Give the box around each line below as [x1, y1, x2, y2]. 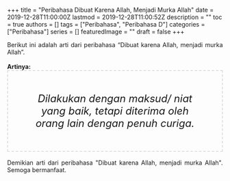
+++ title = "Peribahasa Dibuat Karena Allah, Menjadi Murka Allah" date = [7, 6, 214, 14]
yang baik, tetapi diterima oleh [40, 105, 190, 117]
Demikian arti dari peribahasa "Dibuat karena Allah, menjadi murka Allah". [7, 158, 223, 167]
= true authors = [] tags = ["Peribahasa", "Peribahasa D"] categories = [7, 20, 205, 28]
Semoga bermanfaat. [7, 166, 67, 173]
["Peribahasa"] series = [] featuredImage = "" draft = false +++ [7, 27, 185, 36]
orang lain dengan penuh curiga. [35, 117, 195, 130]
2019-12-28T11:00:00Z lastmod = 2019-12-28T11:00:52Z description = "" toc [7, 13, 222, 21]
